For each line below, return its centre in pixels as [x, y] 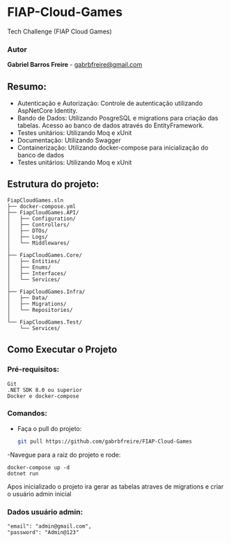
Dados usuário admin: [45, 512]
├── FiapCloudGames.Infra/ [46, 292]
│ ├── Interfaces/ [37, 273]
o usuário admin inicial [39, 494]
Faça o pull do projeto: [49, 428]
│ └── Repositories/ [40, 310]
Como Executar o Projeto [62, 350]
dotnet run [23, 473]
